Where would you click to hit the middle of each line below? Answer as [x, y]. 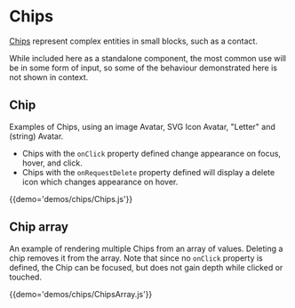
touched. [26, 277]
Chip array [39, 227]
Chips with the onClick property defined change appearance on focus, [151, 153]
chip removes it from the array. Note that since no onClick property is [136, 258]
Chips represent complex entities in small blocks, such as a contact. [133, 41]
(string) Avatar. [36, 136]
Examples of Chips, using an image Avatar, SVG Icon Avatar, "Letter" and [142, 126]
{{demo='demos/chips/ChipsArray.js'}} [81, 294]
